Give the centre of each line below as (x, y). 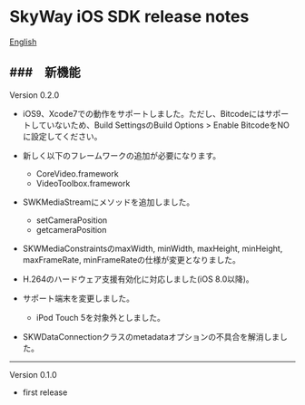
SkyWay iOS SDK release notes (129, 17)
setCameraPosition (72, 220)
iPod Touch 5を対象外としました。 (100, 317)
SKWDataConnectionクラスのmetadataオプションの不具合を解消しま (151, 336)
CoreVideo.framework (78, 173)
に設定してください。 (62, 136)
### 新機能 (45, 73)
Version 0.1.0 (33, 374)
